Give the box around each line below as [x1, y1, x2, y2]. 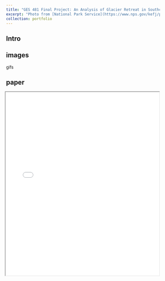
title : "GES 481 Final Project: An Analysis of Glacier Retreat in [6, 7, 146, 12]
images [6, 51, 29, 59]
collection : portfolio [6, 16, 52, 21]
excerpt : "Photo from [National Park [6, 12, 83, 17]
